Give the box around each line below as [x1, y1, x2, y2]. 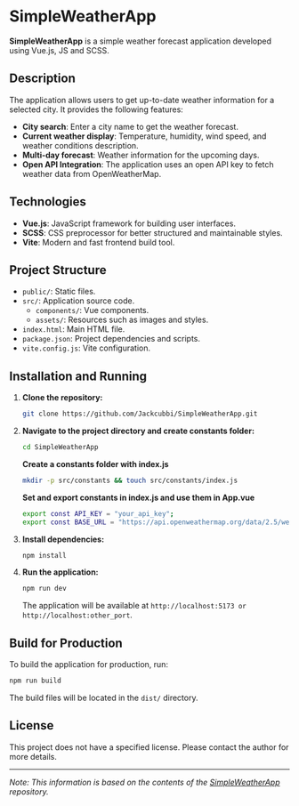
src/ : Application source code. [21, 295, 135, 306]
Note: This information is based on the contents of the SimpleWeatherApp [9, 777, 280, 787]
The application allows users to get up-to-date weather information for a [9, 94, 275, 105]
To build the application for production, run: [9, 659, 169, 670]
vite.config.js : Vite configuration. [21, 343, 151, 353]
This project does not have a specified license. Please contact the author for [9, 741, 289, 753]
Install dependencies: [21, 534, 105, 544]
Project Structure [9, 262, 107, 278]
